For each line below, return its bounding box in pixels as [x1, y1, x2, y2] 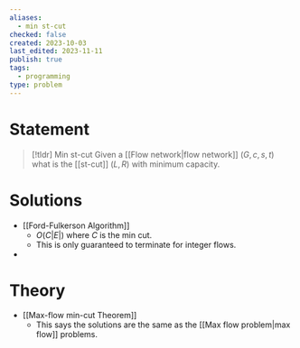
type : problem [9, 80, 63, 89]
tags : [9, 64, 30, 73]
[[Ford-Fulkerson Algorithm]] [22, 220, 130, 231]
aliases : [9, 13, 42, 23]
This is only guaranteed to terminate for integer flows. [35, 239, 237, 250]
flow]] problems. [35, 329, 98, 340]
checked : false [9, 30, 67, 39]
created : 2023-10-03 [9, 38, 88, 48]
